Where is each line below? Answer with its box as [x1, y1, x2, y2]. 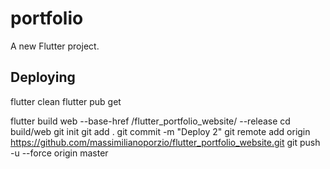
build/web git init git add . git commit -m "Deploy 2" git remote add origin [10, 125, 311, 137]
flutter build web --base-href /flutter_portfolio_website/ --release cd [10, 115, 291, 127]
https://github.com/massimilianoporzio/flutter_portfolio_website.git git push [10, 136, 321, 148]
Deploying [10, 69, 76, 86]
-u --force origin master [10, 147, 109, 159]
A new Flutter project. [10, 40, 100, 52]
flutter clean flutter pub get [10, 95, 122, 107]
